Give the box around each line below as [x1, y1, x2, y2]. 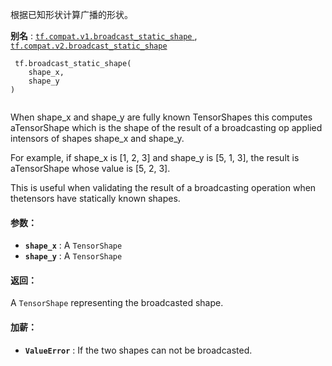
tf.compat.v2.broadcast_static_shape [10, 41, 168, 51]
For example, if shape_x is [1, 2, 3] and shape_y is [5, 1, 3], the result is [10, 152, 300, 163]
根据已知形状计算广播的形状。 [10, 9, 133, 20]
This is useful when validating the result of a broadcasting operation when [10, 182, 317, 193]
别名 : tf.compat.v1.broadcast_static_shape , [10, 30, 198, 42]
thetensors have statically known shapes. [10, 193, 181, 204]
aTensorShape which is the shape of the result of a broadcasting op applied [10, 122, 323, 133]
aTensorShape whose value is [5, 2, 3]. [10, 163, 171, 174]
